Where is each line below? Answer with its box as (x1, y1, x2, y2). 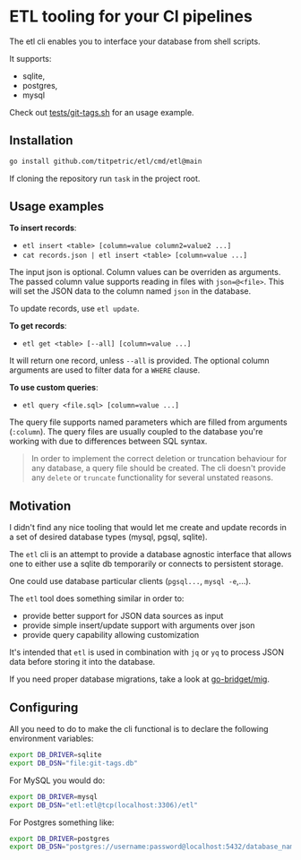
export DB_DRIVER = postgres (9, 834, 110, 843)
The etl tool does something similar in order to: (9, 593, 185, 604)
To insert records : (9, 222, 77, 234)
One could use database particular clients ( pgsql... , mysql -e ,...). (9, 576, 252, 587)
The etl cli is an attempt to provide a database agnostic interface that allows (9, 549, 292, 560)
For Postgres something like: (9, 817, 115, 828)
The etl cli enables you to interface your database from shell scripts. (9, 36, 262, 47)
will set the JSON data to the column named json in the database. (9, 286, 252, 297)
